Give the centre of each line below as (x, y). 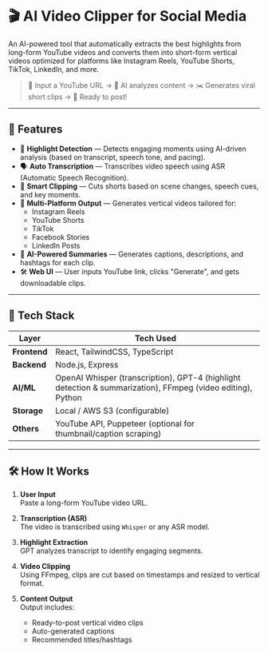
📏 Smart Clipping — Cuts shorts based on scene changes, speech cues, (139, 186)
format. (32, 583)
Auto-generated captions (73, 631)
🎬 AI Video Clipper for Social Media (128, 16)
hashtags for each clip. (57, 262)
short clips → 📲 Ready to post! (77, 97)
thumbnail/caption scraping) (108, 433)
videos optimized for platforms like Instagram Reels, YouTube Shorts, (122, 61)
